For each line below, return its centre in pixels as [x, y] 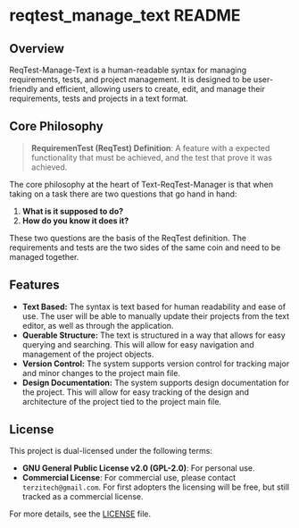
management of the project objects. [88, 354]
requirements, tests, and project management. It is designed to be [130, 80]
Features [34, 285]
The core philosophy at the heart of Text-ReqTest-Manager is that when [141, 184]
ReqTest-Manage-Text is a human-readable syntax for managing [128, 70]
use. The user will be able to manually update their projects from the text [156, 316]
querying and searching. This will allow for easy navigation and [138, 344]
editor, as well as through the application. [98, 325]
